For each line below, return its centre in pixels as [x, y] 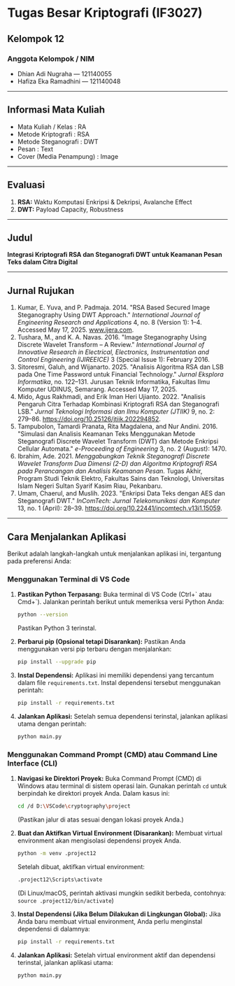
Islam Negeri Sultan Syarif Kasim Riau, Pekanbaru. [90, 486]
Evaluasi [26, 185]
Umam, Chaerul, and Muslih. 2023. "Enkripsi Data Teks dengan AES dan [121, 493]
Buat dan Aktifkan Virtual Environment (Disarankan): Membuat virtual [120, 833]
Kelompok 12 [36, 39]
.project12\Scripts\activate [60, 880]
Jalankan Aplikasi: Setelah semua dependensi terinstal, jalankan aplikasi [122, 716]
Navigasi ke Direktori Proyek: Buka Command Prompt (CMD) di [109, 779]
